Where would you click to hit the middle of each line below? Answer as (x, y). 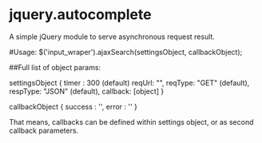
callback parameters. (44, 130)
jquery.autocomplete (80, 15)
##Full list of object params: (55, 67)
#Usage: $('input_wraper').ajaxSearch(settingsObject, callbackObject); (126, 52)
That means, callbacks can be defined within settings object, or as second (131, 122)
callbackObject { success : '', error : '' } (73, 106)
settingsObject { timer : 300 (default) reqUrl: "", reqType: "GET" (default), (129, 83)
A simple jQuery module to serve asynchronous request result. (112, 37)
